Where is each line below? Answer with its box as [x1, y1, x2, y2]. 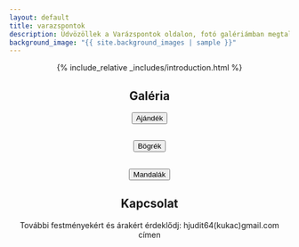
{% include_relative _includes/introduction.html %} [56, 62, 243, 73]
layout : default [9, 12, 69, 22]
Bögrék [137, 142, 162, 152]
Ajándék [135, 113, 164, 123]
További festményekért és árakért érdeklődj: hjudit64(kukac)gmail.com [19, 219, 280, 230]
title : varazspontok [9, 21, 86, 30]
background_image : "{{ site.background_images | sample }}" [9, 37, 238, 47]
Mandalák [133, 169, 166, 179]
